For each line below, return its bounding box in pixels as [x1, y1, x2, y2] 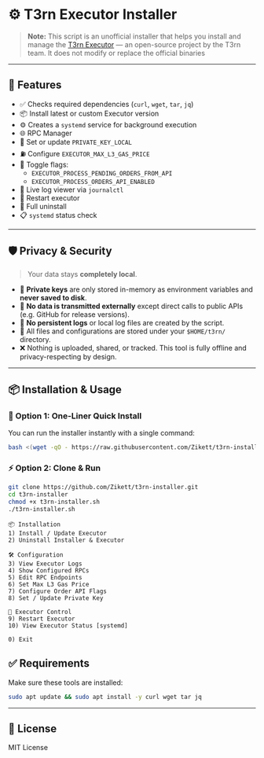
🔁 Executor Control [8, 608, 72, 616]
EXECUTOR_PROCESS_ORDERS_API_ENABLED [31, 178, 156, 186]
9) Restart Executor [8, 615, 76, 623]
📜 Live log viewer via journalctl [19, 185, 124, 194]
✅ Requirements [8, 657, 90, 670]
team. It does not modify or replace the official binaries [27, 48, 206, 57]
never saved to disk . [19, 293, 87, 302]
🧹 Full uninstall [19, 201, 67, 211]
